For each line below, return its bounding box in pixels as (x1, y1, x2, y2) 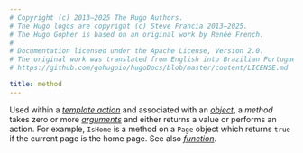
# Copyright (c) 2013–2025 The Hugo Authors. (9, 13, 183, 22)
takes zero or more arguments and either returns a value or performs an (9, 113, 277, 124)
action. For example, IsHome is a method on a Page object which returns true (9, 123, 291, 134)
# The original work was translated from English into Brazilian (9, 55, 260, 64)
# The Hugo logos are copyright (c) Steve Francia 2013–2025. (9, 22, 248, 31)
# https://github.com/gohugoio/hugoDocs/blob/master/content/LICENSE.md (9, 64, 289, 73)
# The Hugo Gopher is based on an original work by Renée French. (9, 30, 264, 39)
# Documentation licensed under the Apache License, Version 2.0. (9, 47, 264, 56)
